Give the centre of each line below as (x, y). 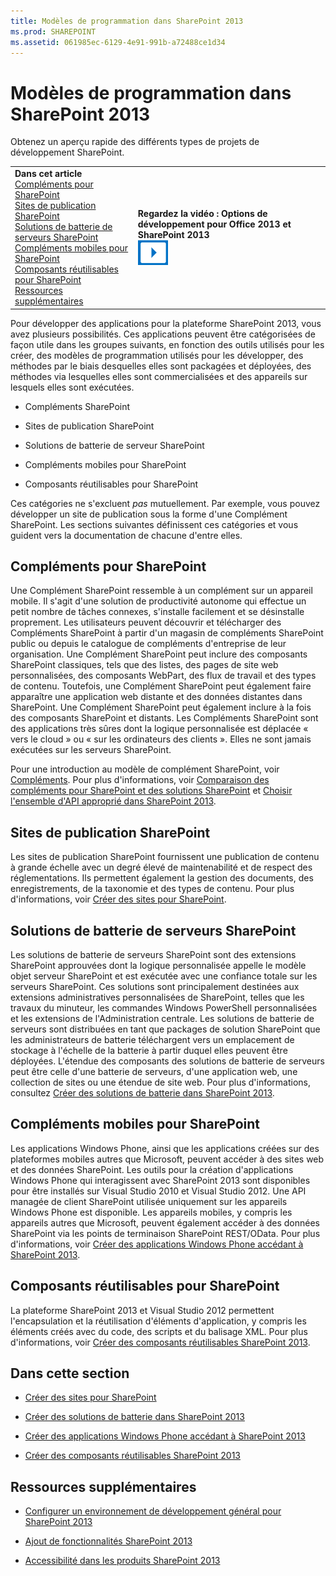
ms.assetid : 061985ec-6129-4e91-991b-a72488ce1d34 (118, 42)
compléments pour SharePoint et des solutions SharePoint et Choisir (151, 791)
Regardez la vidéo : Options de (202, 213)
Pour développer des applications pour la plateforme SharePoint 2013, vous (166, 323)
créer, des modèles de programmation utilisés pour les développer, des (157, 355)
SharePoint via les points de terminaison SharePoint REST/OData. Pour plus (165, 1233)
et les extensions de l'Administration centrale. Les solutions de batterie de (162, 1018)
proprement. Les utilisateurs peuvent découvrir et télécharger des (146, 622)
